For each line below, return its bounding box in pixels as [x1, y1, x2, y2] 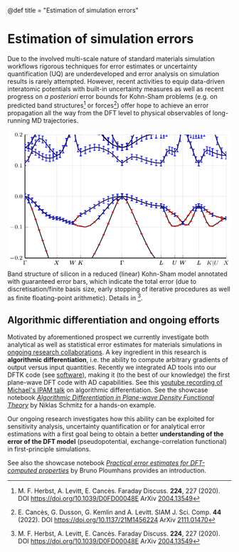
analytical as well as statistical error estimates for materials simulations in [7, 341, 223, 349]
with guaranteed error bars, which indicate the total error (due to [7, 277, 197, 285]
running [7, 116, 31, 124]
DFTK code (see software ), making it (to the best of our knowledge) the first [7, 371, 230, 379]
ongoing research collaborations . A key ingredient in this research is [7, 348, 207, 356]
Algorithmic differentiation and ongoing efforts [7, 314, 220, 326]
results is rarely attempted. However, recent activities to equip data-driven [7, 77, 225, 85]
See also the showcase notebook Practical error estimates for [7, 459, 189, 467]
